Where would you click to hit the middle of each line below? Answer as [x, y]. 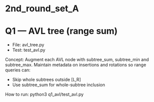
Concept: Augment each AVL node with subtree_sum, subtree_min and [77, 60]
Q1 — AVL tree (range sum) [61, 31]
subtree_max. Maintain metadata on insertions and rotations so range [76, 65]
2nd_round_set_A [42, 9]
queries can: [18, 70]
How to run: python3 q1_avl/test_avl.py [44, 95]
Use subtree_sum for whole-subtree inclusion [58, 85]
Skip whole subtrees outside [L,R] [47, 80]
